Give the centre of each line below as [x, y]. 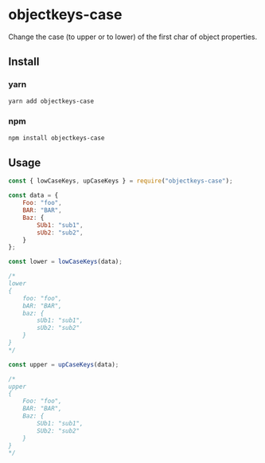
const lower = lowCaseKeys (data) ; [66, 262]
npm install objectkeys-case [57, 138]
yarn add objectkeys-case [51, 101]
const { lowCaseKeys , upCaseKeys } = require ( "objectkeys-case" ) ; [121, 181]
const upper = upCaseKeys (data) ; [64, 364]
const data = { [33, 196]
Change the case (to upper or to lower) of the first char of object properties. [132, 37]
